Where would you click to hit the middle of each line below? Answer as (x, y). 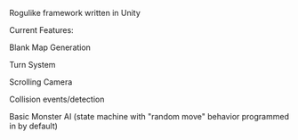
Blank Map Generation (50, 47)
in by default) (33, 126)
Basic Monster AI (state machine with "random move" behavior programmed (149, 116)
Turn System (32, 65)
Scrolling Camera (41, 82)
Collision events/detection (57, 99)
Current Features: (41, 30)
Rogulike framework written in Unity (75, 13)
